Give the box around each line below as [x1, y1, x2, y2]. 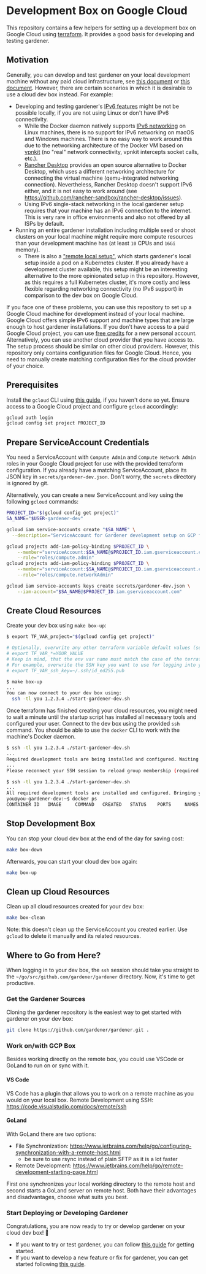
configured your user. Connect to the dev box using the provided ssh [6, 720, 180, 727]
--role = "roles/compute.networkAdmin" [17, 572, 114, 578]
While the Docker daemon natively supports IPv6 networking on [24, 122, 186, 129]
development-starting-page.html [15, 1168, 98, 1175]
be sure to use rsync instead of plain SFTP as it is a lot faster [24, 1155, 178, 1162]
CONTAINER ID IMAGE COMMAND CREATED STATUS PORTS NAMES [6, 802, 199, 808]
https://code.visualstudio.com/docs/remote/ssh [6, 1102, 127, 1110]
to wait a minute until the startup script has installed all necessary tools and [6, 713, 197, 721]
